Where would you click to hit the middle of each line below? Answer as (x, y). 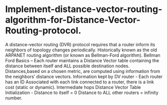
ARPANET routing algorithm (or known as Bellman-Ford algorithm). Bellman (83, 55)
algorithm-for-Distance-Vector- (73, 20)
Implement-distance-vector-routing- (84, 9)
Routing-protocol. (43, 31)
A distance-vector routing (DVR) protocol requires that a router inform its (80, 44)
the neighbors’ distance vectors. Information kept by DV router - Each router (84, 76)
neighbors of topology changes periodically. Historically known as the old (81, 50)
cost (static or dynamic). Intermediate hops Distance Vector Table (73, 87)
